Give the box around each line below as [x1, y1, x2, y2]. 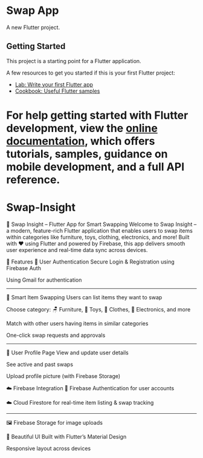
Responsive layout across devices [6, 445, 91, 452]
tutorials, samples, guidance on [6, 147, 168, 161]
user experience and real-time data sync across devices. [6, 246, 148, 253]
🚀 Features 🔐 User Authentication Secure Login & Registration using [6, 258, 175, 265]
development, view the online [6, 121, 158, 135]
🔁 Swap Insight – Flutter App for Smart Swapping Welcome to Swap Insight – [6, 221, 197, 228]
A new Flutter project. [6, 24, 60, 31]
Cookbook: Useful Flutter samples [14, 87, 100, 95]
